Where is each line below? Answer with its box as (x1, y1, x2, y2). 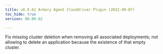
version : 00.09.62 (5, 16, 43, 21)
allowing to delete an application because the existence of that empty (5, 39, 146, 45)
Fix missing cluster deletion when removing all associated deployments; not (5, 34, 158, 40)
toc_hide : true (5, 12, 36, 17)
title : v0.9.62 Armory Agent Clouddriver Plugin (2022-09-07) (5, 7, 135, 12)
